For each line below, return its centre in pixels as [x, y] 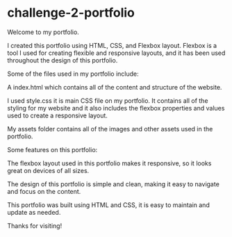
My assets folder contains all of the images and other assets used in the [110, 129]
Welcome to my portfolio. [43, 32]
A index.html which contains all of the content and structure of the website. [115, 87]
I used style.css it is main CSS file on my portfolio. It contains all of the [108, 100]
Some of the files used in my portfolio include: [73, 74]
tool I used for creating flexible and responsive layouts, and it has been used [116, 53]
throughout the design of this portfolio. [63, 60]
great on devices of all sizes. [48, 170]
